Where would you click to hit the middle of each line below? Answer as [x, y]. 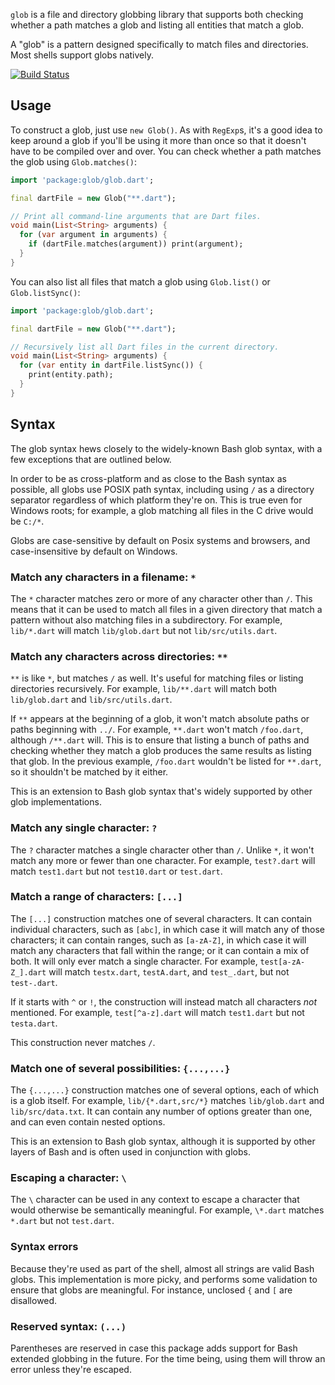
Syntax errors [44, 1247]
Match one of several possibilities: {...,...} [120, 1068]
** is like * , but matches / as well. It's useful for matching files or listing [157, 678]
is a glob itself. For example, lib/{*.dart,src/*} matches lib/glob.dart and [167, 1101]
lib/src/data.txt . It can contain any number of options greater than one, [161, 1111]
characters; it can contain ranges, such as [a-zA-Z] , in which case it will [158, 940]
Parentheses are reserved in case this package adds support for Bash [154, 1348]
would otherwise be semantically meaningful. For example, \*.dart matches [167, 1210]
